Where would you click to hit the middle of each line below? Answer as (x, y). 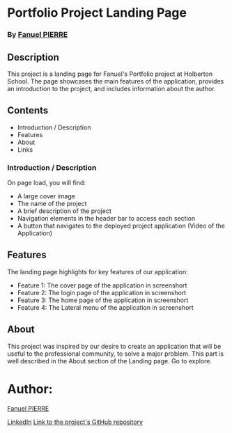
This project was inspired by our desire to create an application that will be (114, 346)
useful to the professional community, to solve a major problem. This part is (116, 354)
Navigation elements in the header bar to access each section (106, 219)
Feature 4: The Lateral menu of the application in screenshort (105, 307)
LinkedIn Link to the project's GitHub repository (75, 422)
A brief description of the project (64, 211)
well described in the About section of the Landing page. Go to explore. (110, 361)
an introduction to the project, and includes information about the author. (111, 88)
